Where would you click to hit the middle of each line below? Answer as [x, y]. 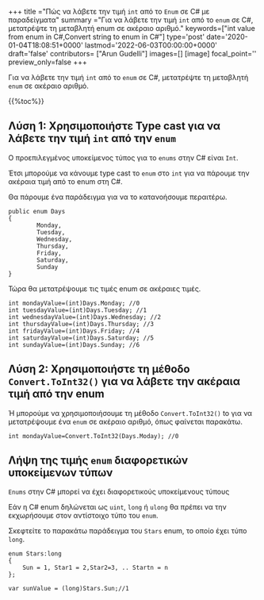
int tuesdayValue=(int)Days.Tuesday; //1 [78, 310]
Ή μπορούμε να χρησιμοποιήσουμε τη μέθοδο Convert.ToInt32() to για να [130, 413]
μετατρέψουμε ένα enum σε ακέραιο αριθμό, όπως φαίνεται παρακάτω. [126, 421]
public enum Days [37, 211]
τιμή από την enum [56, 394]
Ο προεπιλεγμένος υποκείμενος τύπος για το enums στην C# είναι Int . [124, 157]
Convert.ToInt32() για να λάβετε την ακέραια [124, 381]
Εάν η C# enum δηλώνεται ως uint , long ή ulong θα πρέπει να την [118, 507]
